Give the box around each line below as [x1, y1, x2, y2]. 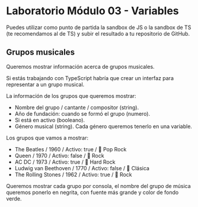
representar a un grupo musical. [6, 81, 85, 88]
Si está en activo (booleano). [14, 116, 85, 123]
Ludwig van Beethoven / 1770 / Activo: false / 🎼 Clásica [14, 164, 150, 171]
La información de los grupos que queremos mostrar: [6, 92, 136, 99]
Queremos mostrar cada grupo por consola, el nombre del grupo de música [6, 182, 191, 189]
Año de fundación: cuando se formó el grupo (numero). [14, 110, 151, 117]
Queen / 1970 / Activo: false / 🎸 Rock [14, 152, 105, 159]
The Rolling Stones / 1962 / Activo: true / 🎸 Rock [14, 171, 132, 178]
